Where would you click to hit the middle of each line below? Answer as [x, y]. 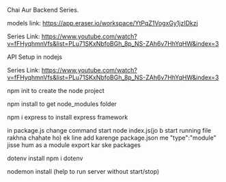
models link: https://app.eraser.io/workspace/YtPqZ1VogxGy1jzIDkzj [102, 23]
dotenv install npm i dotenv [45, 158]
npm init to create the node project [56, 91]
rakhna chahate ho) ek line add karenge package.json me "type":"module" [112, 138]
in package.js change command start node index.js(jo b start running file [109, 130]
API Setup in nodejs [35, 57]
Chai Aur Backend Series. [43, 10]
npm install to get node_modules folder [62, 104]
